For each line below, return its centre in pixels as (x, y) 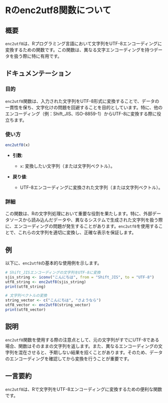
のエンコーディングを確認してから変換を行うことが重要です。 (68, 359)
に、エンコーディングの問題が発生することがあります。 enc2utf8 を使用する (82, 226)
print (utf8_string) (26, 287)
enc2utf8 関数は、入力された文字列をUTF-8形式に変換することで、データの (82, 101)
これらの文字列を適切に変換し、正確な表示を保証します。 (77, 233)
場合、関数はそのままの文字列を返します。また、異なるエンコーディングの (82, 346)
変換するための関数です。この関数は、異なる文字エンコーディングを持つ (79, 50)
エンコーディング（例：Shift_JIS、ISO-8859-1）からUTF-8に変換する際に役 (83, 113)
